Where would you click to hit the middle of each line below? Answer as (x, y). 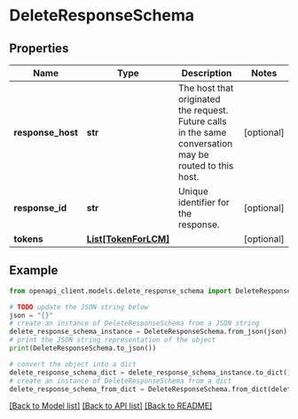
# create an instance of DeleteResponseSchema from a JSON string (134, 324)
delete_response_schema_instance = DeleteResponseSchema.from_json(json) (149, 332)
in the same (202, 132)
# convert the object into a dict (73, 364)
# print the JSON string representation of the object (113, 340)
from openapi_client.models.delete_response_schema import (121, 291)
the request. (203, 110)
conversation (205, 143)
